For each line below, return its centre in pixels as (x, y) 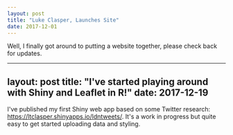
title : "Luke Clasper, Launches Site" (63, 20)
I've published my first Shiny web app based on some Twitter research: (109, 109)
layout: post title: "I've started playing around (108, 81)
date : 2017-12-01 (32, 26)
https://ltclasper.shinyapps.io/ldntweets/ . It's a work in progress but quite (112, 117)
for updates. (25, 53)
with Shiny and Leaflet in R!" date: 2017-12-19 (108, 92)
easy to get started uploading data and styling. (74, 124)
